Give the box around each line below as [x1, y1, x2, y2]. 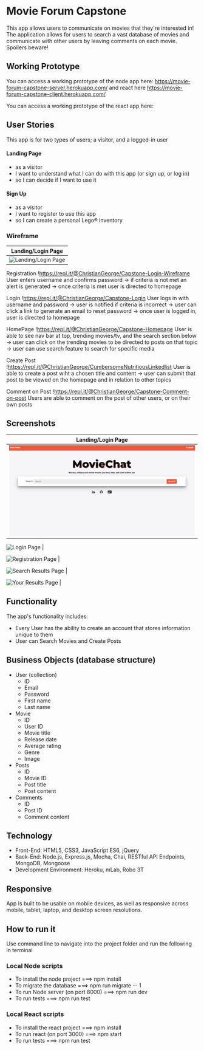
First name [24, 697, 51, 704]
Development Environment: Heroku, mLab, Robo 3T [15, 866, 144, 873]
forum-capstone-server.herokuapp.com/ [6, 84, 108, 91]
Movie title [24, 729, 50, 736]
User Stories [6, 120, 55, 130]
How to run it [6, 924, 56, 934]
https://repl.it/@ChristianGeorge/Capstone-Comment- [53, 388, 189, 395]
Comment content [24, 813, 70, 820]
